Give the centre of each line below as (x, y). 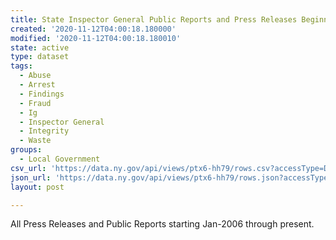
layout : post (37, 187)
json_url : (31, 177)
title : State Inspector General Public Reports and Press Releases (154, 19)
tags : (21, 66)
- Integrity (44, 131)
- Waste (35, 141)
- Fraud (35, 103)
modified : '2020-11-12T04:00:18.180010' (96, 38)
